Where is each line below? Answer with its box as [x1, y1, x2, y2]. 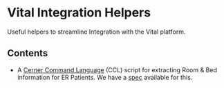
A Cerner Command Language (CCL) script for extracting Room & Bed [17, 65, 218, 74]
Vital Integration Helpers [7, 5, 151, 21]
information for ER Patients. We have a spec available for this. [17, 73, 193, 81]
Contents [7, 47, 48, 59]
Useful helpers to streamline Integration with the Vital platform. [7, 27, 186, 36]
